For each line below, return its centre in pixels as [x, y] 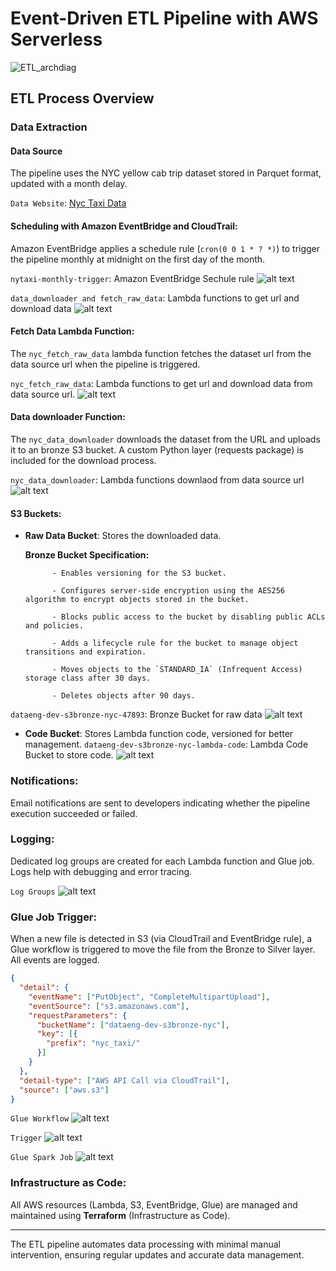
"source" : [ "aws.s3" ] [64, 1090]
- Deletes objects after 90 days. [123, 696]
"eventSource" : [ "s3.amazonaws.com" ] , [109, 1006]
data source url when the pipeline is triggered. [105, 364]
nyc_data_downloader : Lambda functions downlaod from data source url [157, 480]
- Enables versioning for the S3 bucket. [139, 573]
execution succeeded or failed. [74, 813]
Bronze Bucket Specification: [87, 555]
